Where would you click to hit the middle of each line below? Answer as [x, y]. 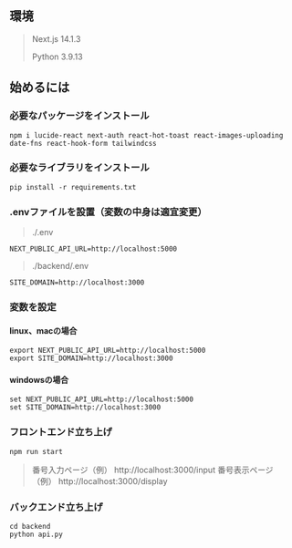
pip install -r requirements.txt [73, 187]
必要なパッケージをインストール [79, 116]
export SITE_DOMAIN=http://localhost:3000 [91, 358]
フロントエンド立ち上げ [61, 432]
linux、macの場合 [43, 330]
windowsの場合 [39, 379]
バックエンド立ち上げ [56, 507]
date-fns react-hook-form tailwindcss [83, 143]
